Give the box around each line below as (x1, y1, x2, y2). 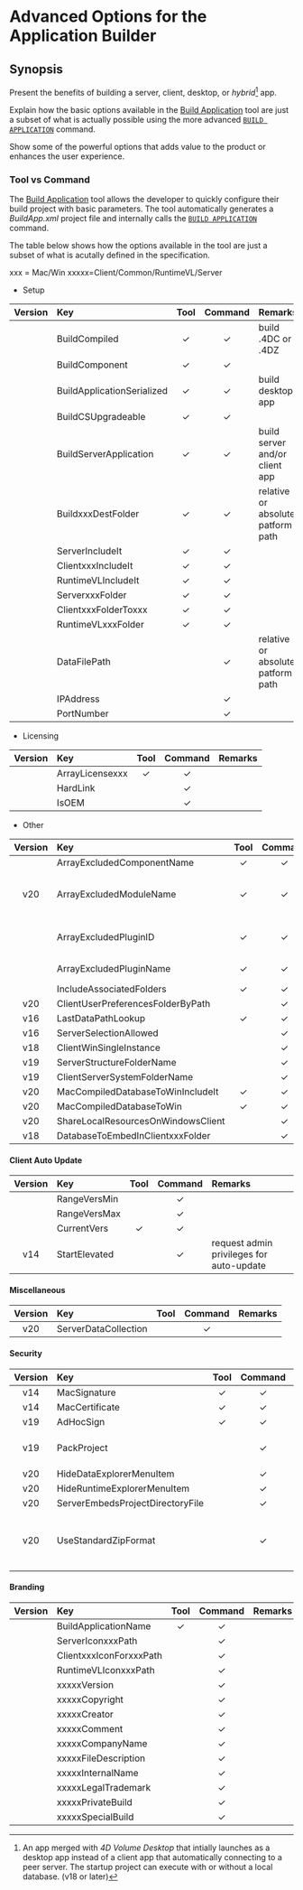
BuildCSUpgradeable (57, 410, 146, 423)
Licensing (22, 730, 60, 741)
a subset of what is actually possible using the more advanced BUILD (9, 114, 264, 125)
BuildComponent (57, 358, 128, 371)
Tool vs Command (9, 173, 90, 186)
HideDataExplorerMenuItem (57, 1467, 175, 1480)
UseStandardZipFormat (57, 1533, 156, 1546)
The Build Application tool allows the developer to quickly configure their (9, 193, 280, 204)
